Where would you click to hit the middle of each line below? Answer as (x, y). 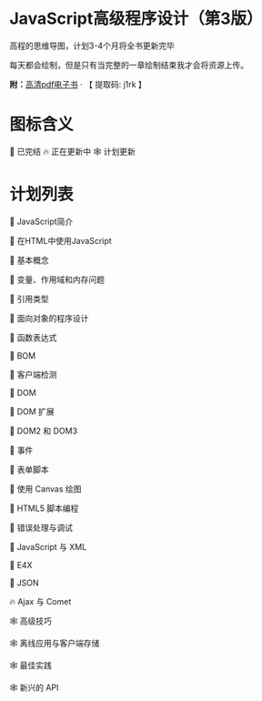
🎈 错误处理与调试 (41, 527)
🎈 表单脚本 (30, 469)
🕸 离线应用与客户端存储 (55, 643)
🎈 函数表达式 (33, 337)
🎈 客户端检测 (33, 374)
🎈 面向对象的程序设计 (49, 318)
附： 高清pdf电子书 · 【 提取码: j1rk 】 (78, 84)
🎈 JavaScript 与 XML (48, 546)
